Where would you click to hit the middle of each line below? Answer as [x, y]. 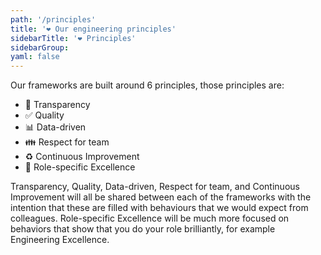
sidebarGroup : [40, 47]
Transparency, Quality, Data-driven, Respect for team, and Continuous [155, 187]
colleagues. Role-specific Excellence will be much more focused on [150, 218]
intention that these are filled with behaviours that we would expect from [159, 208]
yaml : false [35, 57]
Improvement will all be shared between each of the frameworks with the [161, 197]
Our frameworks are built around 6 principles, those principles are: [147, 85]
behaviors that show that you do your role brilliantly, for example [143, 229]
